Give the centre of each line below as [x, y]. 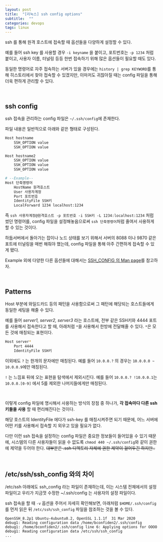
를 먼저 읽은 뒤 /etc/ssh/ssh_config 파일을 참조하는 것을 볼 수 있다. [70, 509]
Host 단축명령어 [19, 183]
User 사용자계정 [28, 192]
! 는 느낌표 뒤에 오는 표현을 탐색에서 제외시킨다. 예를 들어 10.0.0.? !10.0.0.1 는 [81, 377]
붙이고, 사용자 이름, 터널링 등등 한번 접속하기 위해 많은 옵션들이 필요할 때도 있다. [81, 58]
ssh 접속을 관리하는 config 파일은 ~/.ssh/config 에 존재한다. [63, 118]
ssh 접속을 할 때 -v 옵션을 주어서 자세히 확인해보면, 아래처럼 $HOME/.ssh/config [81, 503]
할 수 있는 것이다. [21, 227]
